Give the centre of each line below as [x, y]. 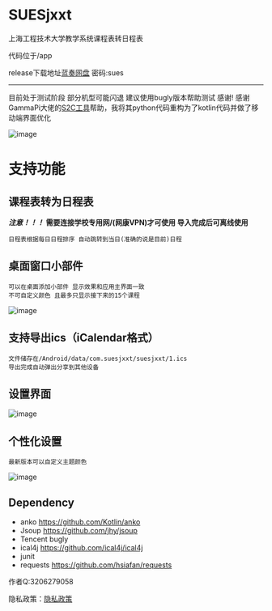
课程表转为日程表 [51, 201]
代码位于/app [30, 55]
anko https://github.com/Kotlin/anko [80, 522]
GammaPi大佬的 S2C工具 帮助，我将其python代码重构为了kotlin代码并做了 [130, 108]
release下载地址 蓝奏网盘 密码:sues [66, 72]
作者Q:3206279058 [41, 581]
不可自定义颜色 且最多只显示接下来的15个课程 [74, 295]
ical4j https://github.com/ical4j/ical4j [81, 547]
